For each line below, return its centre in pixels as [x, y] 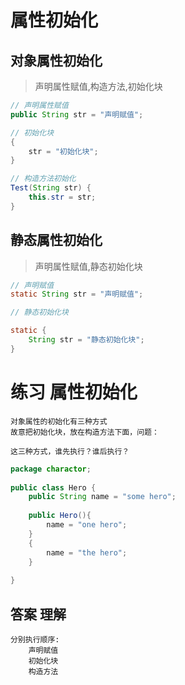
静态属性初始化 [56, 240]
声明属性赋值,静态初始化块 [88, 266]
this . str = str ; [62, 197]
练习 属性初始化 [74, 392]
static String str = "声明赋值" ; [77, 294]
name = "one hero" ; [87, 525]
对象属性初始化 [56, 60]
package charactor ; [51, 469]
